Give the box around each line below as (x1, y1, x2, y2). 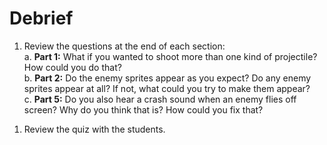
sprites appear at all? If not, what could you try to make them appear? (23, 82, 311, 94)
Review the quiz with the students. (23, 123, 166, 135)
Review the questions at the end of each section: (23, 40, 226, 52)
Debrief (9, 7, 74, 30)
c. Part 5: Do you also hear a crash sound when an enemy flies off (23, 93, 297, 105)
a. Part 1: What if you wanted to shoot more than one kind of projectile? (23, 50, 318, 62)
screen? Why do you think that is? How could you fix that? (23, 103, 264, 116)
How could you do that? (23, 61, 122, 73)
